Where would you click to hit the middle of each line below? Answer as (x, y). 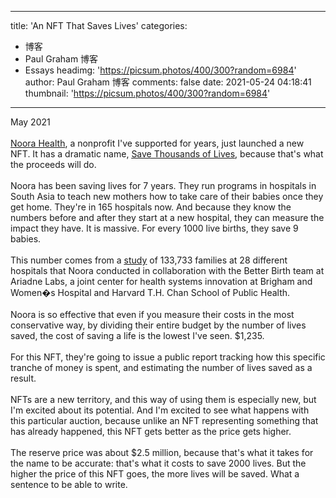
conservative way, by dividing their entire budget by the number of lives (158, 325)
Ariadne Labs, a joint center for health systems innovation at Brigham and (161, 281)
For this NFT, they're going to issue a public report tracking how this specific (168, 357)
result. (23, 378)
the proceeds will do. (53, 164)
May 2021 (30, 122)
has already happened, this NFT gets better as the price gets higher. (151, 431)
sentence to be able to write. (69, 484)
